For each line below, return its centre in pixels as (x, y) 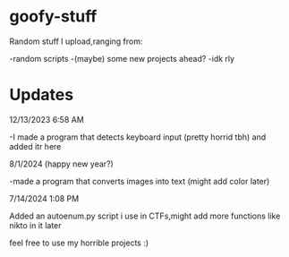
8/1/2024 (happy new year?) (61, 164)
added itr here (35, 146)
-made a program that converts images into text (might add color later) (140, 181)
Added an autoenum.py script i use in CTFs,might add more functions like (145, 216)
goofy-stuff (53, 17)
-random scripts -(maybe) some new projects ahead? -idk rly (122, 58)
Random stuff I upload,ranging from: (76, 41)
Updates (42, 95)
